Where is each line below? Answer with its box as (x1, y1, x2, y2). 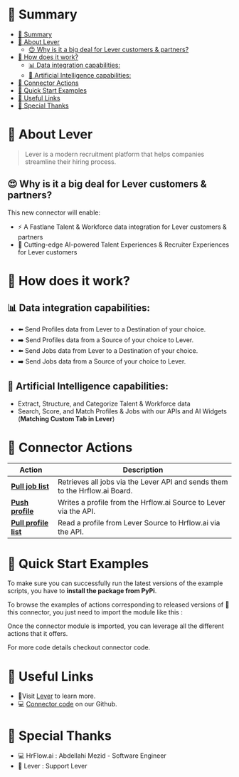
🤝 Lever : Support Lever (17, 762, 87, 771)
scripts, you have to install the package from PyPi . (7, 587, 157, 595)
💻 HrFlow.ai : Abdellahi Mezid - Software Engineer (17, 751, 167, 760)
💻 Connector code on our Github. (17, 700, 117, 709)
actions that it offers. (7, 629, 68, 638)
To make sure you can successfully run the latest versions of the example (7, 579, 223, 587)
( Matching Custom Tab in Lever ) (17, 414, 115, 423)
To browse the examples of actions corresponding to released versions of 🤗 (7, 600, 230, 609)
